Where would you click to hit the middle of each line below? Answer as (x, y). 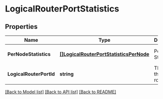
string (66, 74)
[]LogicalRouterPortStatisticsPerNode (104, 54)
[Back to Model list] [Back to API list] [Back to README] (61, 92)
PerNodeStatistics (29, 54)
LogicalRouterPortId (31, 74)
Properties (21, 27)
